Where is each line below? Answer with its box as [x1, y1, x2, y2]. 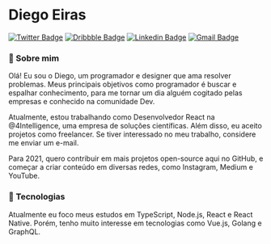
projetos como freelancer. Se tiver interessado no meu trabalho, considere [8, 129, 256, 139]
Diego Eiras [8, 6, 87, 24]
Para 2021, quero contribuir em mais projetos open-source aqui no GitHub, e [8, 154, 264, 163]
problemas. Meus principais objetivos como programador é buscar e [8, 79, 237, 90]
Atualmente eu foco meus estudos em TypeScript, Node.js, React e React [8, 209, 253, 219]
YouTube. [8, 171, 40, 181]
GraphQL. [8, 226, 41, 236]
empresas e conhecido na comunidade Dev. [8, 97, 155, 107]
